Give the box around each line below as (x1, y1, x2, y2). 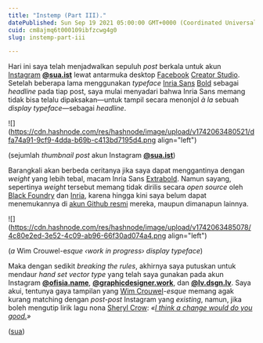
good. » (8, 312, 31, 321)
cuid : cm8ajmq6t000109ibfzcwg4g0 (8, 26, 117, 34)
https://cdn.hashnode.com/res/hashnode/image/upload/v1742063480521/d (10, 127, 255, 137)
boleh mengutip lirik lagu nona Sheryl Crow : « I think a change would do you (8, 303, 253, 312)
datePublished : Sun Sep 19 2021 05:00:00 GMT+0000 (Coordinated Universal (8, 19, 258, 27)
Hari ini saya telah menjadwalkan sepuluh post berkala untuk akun (8, 62, 222, 71)
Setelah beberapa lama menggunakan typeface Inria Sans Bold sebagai (8, 78, 239, 88)
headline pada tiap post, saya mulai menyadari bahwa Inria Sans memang (8, 87, 246, 97)
